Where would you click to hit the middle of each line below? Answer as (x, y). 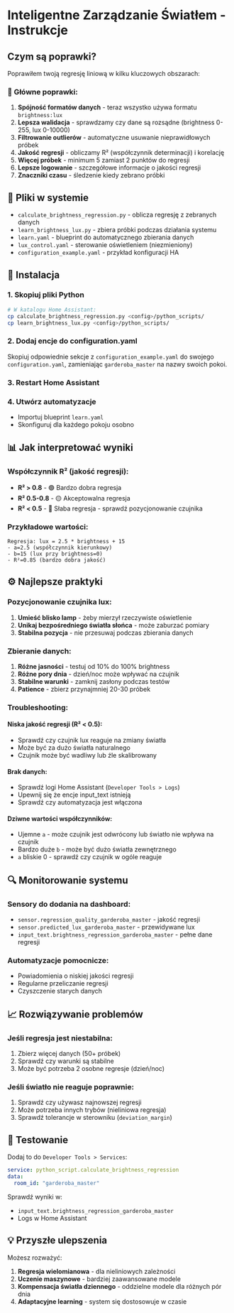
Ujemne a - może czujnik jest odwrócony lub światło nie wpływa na (116, 834)
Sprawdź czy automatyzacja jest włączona (80, 802)
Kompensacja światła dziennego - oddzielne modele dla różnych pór (119, 1286)
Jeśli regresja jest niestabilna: (60, 1038)
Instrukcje (38, 30)
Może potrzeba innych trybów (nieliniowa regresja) (92, 1110)
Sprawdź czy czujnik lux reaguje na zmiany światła (92, 740)
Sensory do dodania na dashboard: (69, 904)
